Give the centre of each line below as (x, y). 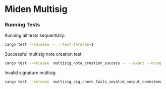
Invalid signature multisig (30, 73)
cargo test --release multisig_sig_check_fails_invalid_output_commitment (84, 82)
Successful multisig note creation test (43, 54)
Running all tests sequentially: (35, 35)
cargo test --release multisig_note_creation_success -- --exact (75, 63)
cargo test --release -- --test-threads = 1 (49, 45)
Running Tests (22, 25)
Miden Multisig (36, 9)
